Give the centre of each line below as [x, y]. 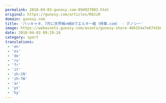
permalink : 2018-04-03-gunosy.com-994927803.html [57, 10]
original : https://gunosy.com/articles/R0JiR [53, 14]
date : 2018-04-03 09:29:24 [33, 33]
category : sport [22, 38]
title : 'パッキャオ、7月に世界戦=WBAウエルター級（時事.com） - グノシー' [74, 24]
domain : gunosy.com [25, 19]
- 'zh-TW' [17, 79]
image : [12, 28]
